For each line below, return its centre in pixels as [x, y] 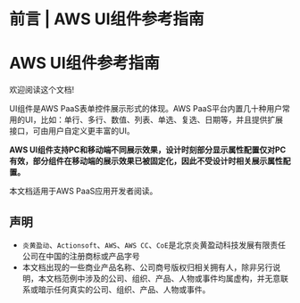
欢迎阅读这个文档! [42, 90]
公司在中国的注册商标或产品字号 [81, 256]
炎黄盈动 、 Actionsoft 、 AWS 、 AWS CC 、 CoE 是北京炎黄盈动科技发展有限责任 [154, 245]
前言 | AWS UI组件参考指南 [107, 19]
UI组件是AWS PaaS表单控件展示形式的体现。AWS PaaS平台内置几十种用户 [146, 109]
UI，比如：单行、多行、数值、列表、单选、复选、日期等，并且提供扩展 [154, 120]
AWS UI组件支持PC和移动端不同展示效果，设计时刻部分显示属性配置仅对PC [148, 150]
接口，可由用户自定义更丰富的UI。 [72, 131]
